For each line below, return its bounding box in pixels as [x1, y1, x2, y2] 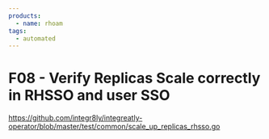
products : [8, 11, 42, 20]
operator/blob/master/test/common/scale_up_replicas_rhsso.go [8, 122, 221, 132]
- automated [15, 34, 57, 43]
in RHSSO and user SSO [8, 86, 170, 105]
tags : [8, 27, 27, 35]
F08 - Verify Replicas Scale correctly [8, 69, 261, 87]
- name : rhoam [15, 19, 63, 27]
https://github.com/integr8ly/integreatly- [8, 113, 143, 123]
